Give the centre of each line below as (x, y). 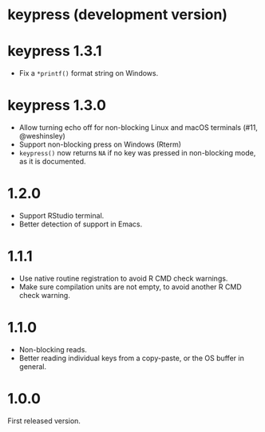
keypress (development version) (118, 15)
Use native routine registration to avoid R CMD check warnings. (123, 278)
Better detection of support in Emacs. (81, 224)
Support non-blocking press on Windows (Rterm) (100, 144)
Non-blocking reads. (53, 349)
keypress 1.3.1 (55, 51)
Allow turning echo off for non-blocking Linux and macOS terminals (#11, (138, 128)
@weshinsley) (42, 136)
